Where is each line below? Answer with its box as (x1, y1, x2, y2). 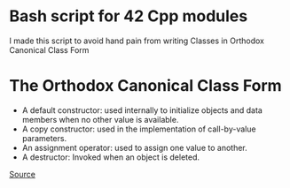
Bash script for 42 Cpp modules (9, 6, 248, 26)
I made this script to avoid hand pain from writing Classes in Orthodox (9, 35, 264, 46)
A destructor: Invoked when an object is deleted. (21, 152, 200, 162)
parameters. (21, 132, 67, 143)
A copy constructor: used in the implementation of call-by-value (21, 124, 256, 134)
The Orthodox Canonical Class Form (9, 76, 282, 96)
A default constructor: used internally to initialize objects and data (21, 104, 263, 116)
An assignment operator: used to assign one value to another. (21, 142, 247, 153)
